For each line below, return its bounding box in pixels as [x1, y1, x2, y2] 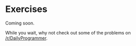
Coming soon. [5, 20, 35, 26]
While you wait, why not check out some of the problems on [5, 29, 131, 35]
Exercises [5, 3, 48, 15]
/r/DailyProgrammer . [5, 35, 48, 41]
